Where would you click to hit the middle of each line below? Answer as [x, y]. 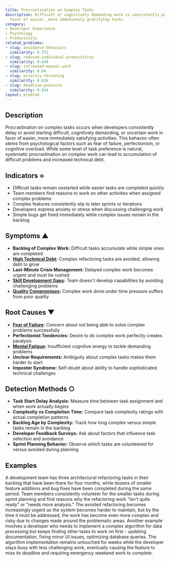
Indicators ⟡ [25, 175]
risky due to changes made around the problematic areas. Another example [84, 521]
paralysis [22, 341]
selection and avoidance [38, 439]
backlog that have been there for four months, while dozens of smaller [78, 483]
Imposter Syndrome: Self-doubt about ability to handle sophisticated [85, 368]
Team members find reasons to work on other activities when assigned [87, 193]
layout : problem [22, 95]
